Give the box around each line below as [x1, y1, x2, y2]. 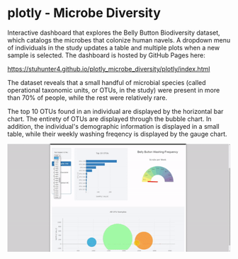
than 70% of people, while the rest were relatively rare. [7, 93, 168, 102]
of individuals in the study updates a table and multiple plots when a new [7, 43, 220, 52]
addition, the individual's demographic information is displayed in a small [7, 122, 220, 130]
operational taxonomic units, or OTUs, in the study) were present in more [7, 86, 220, 94]
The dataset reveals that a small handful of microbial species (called [7, 78, 207, 86]
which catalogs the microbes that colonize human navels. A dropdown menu [7, 35, 231, 44]
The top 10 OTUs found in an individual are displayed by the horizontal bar [7, 107, 224, 115]
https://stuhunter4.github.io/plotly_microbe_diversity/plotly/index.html [7, 64, 210, 73]
